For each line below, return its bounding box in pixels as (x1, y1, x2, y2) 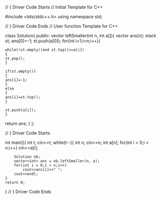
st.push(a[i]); (5, 108, 36, 113)
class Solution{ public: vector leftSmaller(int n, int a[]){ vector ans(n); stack (5, 33, 157, 38)
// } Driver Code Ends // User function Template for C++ (5, 23, 118, 29)
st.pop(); (5, 56, 26, 61)
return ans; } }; (5, 120, 35, 126)
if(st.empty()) (5, 69, 36, 74)
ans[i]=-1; (5, 78, 27, 83)
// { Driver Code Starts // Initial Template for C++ (5, 4, 103, 10)
